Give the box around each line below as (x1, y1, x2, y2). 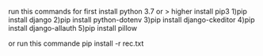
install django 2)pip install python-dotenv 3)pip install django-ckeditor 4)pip (8, 15, 255, 24)
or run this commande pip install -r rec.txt (8, 39, 144, 48)
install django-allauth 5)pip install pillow (8, 24, 137, 32)
